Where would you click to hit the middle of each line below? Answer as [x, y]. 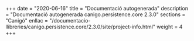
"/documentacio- [70, 20]
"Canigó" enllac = [27, 20]
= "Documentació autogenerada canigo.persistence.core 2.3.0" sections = [96, 14]
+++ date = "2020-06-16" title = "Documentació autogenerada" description [97, 8]
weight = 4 [170, 27]
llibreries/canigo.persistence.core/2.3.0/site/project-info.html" [81, 27]
